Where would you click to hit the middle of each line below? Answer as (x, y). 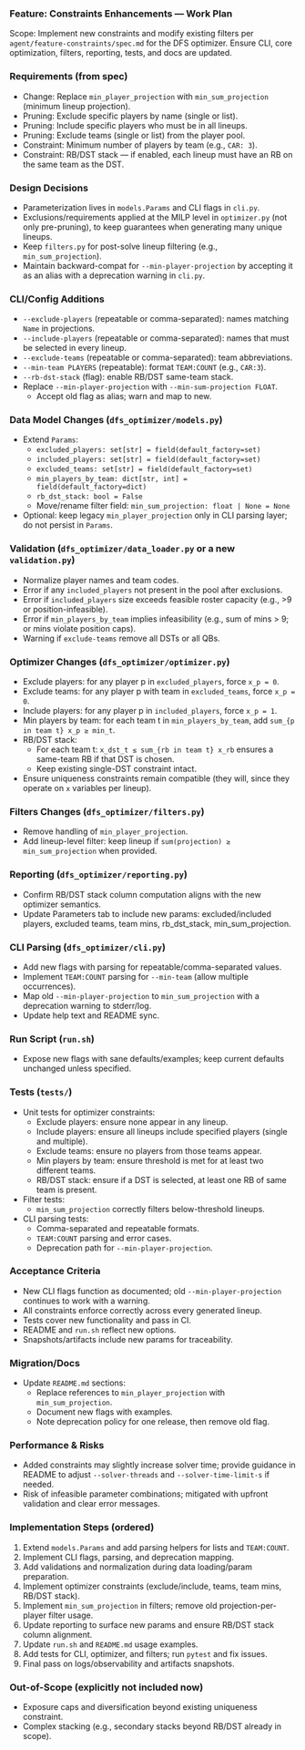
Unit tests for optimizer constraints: (89, 1112)
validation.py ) (42, 561)
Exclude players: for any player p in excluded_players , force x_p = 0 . (151, 682)
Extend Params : (51, 439)
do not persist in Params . (68, 525)
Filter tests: (44, 1199)
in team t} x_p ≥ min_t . (69, 730)
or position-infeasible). (65, 609)
